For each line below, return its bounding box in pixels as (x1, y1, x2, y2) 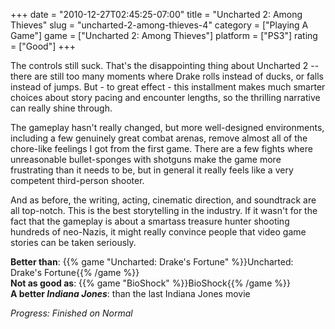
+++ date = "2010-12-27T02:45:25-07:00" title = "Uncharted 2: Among (10, 9, 303, 20)
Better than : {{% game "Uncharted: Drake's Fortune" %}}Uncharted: (10, 256, 294, 268)
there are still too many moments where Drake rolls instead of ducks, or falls (10, 70, 324, 82)
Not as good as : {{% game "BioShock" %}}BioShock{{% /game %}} (10, 277, 291, 289)
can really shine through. (10, 102, 113, 114)
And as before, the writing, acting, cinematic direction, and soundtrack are (10, 194, 317, 206)
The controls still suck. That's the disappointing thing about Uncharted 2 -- (10, 60, 320, 71)
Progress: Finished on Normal (10, 307, 133, 319)
